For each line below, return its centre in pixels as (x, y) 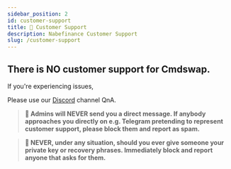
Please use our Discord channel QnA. (62, 99)
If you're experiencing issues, (51, 86)
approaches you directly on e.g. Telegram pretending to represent (124, 121)
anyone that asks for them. (65, 158)
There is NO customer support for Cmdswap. (109, 69)
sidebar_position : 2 (38, 14)
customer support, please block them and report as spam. (112, 129)
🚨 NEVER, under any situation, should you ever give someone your (124, 142)
